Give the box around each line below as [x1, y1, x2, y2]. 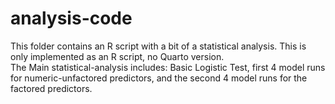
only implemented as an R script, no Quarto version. [10, 50, 225, 62]
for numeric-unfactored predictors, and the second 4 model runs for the [10, 72, 308, 84]
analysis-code [10, 7, 133, 30]
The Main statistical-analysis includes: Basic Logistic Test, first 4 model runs [10, 61, 326, 73]
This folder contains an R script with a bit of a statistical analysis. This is [10, 40, 307, 52]
